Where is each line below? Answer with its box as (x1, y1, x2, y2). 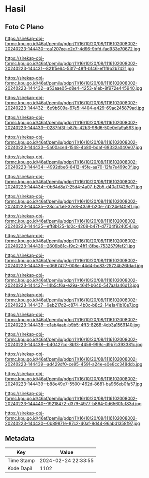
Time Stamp (7, 457, 35, 464)
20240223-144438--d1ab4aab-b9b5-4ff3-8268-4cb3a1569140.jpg (5, 322, 140, 328)
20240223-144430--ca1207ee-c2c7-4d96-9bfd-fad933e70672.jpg (5, 46, 140, 51)
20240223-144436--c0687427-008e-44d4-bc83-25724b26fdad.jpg (5, 263, 144, 268)
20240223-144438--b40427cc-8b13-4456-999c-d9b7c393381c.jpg (5, 342, 143, 347)
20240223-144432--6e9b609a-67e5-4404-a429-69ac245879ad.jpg (5, 105, 145, 111)
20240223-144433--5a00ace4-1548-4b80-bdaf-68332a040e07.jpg (5, 145, 143, 150)
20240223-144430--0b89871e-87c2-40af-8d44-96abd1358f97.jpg (5, 421, 140, 426)
